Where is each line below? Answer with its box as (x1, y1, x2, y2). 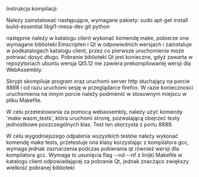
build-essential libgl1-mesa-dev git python (6, 23, 110, 30)
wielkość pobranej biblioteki (6, 164, 75, 171)
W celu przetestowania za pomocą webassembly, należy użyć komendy (6, 108, 183, 115)
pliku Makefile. (6, 97, 42, 104)
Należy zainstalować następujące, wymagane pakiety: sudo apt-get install (6, 17, 188, 23)
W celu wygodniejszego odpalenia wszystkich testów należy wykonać (6, 132, 179, 139)
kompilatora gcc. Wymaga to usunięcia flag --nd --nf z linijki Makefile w (6, 151, 183, 159)
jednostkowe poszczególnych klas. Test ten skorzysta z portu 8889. (6, 121, 173, 128)
